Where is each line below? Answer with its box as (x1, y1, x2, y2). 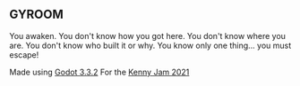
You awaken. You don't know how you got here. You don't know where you (9, 30, 287, 41)
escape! (9, 49, 39, 60)
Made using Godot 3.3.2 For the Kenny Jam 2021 (9, 66, 190, 77)
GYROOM (9, 7, 64, 22)
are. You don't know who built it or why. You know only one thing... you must (9, 40, 292, 51)
